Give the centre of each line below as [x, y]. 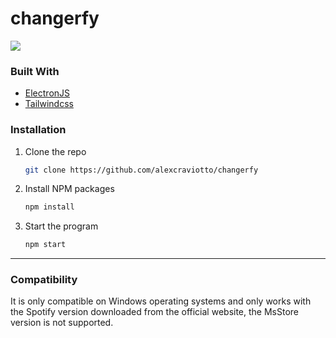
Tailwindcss [49, 104]
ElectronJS [47, 93]
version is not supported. [62, 323]
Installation [38, 130]
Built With [35, 71]
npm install [49, 207]
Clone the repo [55, 151]
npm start [45, 245]
